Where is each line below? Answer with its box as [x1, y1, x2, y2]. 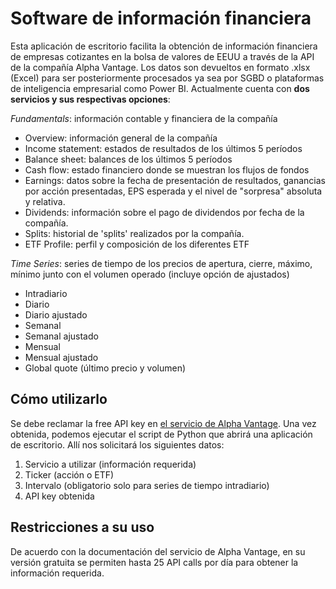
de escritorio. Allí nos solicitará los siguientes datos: [10, 438, 225, 451]
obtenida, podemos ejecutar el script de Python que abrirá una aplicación [10, 428, 313, 440]
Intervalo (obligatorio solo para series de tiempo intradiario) [24, 479, 270, 491]
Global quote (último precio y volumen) [24, 362, 187, 374]
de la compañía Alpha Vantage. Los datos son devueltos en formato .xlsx [10, 61, 311, 73]
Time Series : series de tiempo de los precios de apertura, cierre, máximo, [10, 257, 313, 269]
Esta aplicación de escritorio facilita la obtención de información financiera [10, 40, 318, 52]
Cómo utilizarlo [10, 391, 108, 408]
